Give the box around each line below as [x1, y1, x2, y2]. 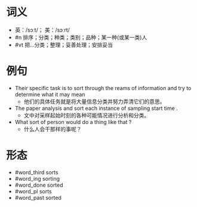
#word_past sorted [14, 194, 61, 201]
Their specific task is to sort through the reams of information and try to [14, 84, 192, 91]
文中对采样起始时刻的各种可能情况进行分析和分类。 [23, 112, 150, 119]
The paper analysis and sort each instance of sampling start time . [14, 104, 178, 112]
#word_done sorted [14, 181, 64, 189]
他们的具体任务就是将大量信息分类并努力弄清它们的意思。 [23, 98, 165, 105]
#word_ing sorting [14, 175, 60, 182]
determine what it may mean [14, 91, 85, 98]
